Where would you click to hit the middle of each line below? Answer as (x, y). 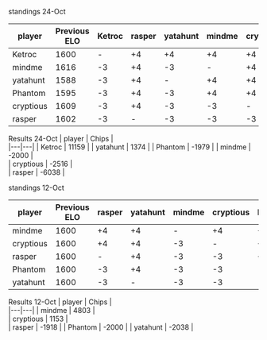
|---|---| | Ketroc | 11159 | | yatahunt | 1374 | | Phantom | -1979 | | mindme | (130, 147)
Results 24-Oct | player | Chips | (61, 139)
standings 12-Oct (37, 187)
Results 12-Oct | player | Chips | (60, 302)
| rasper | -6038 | (37, 172)
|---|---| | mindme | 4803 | (52, 310)
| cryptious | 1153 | (39, 319)
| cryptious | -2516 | (41, 164)
